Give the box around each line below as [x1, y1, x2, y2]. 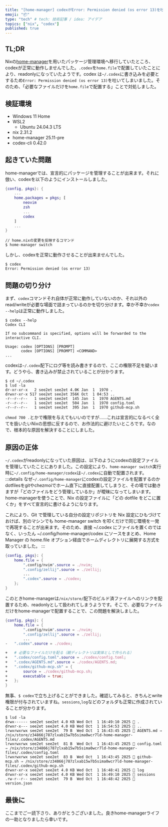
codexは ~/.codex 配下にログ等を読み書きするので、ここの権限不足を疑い [5, 362, 154, 368]
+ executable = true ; [5, 674, 64, 679]
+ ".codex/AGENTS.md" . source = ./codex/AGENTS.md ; [5, 660, 117, 665]
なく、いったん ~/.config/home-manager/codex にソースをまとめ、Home [5, 530, 156, 536]
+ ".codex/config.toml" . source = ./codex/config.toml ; [5, 655, 126, 660]
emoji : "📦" [5, 12, 30, 17]
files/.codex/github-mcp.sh [5, 763, 64, 768]
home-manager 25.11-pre [12, 134, 64, 140]
